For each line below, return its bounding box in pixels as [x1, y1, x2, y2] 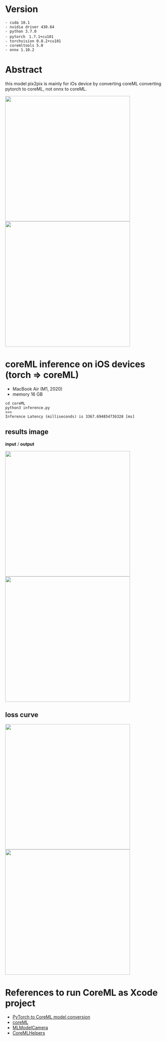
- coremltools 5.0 [5, 43, 43, 48]
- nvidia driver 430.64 [5, 24, 55, 30]
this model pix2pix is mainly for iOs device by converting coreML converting [5, 80, 162, 86]
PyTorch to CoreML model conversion [12, 1014, 91, 1020]
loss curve [5, 711, 39, 719]
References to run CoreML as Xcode [5, 987, 158, 998]
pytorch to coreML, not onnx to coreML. [5, 86, 87, 92]
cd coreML [5, 401, 26, 406]
